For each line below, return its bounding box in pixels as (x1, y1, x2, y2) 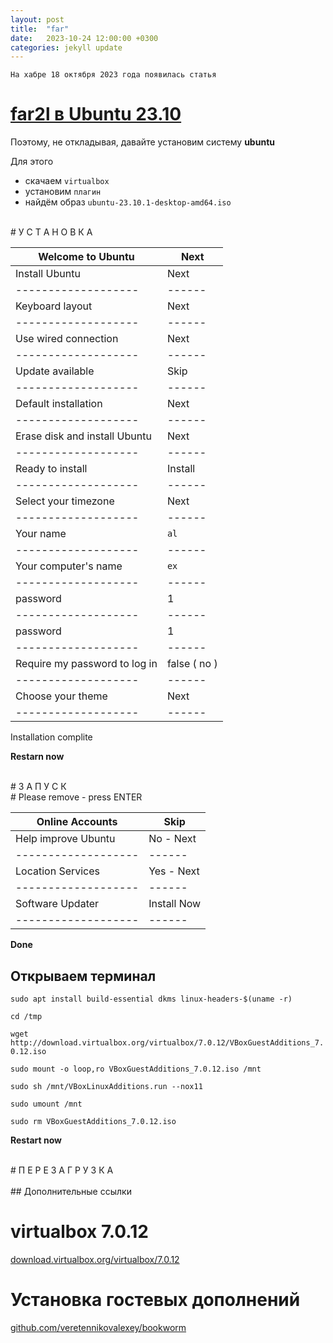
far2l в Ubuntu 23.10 (10, 103, 182, 126)
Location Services (15, 864, 101, 878)
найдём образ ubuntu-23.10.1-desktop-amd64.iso (24, 196, 232, 208)
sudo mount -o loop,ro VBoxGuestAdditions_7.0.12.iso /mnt (10, 1064, 262, 1074)
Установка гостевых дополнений (10, 1289, 301, 1311)
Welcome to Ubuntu (38, 250, 135, 264)
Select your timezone (15, 494, 115, 508)
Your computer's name (15, 559, 123, 573)
